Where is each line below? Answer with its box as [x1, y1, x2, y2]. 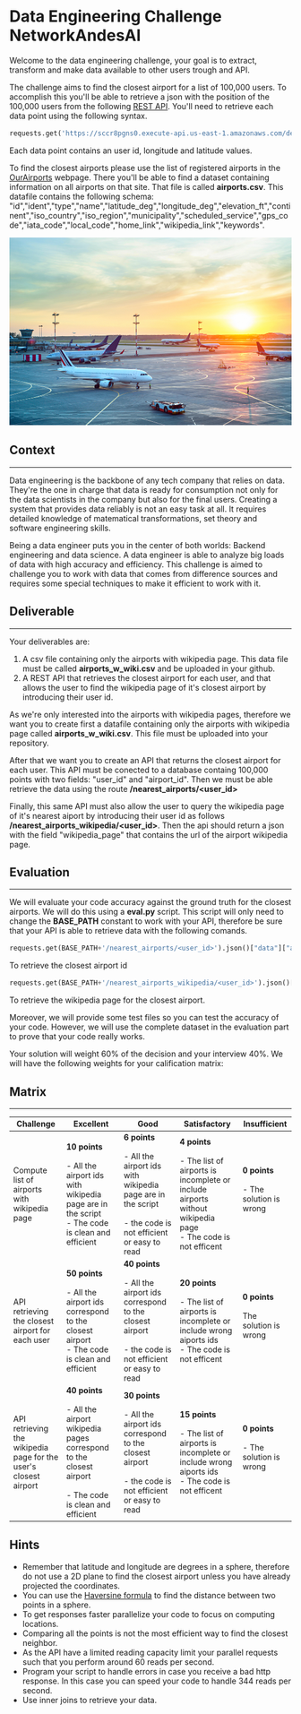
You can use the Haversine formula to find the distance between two [21, 1589, 276, 1600]
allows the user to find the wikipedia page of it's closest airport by [21, 682, 267, 693]
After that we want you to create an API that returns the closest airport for [9, 754, 281, 765]
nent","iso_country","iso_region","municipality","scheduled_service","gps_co [9, 210, 288, 220]
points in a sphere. [21, 1599, 91, 1610]
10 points [65, 1141, 103, 1152]
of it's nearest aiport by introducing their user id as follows [9, 810, 226, 821]
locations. [21, 1618, 59, 1629]
